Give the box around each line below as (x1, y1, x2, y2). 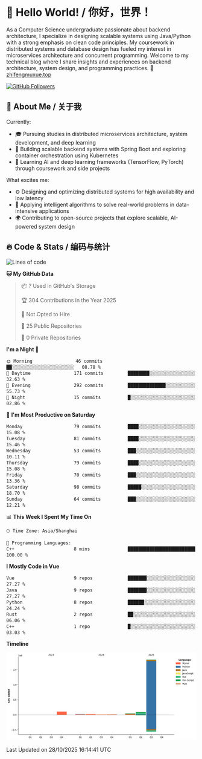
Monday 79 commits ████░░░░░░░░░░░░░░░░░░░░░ (6, 423, 196, 429)
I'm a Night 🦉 (6, 345, 39, 353)
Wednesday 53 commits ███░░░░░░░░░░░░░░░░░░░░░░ (6, 448, 196, 454)
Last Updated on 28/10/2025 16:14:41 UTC (6, 746, 112, 754)
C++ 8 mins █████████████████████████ (6, 546, 196, 552)
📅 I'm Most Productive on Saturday (6, 411, 95, 418)
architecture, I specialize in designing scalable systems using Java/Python (6, 32, 191, 39)
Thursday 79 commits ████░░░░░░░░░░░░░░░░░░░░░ (6, 460, 196, 466)
